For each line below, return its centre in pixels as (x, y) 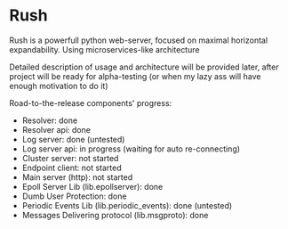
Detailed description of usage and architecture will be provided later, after (144, 67)
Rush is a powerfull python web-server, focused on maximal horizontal (139, 40)
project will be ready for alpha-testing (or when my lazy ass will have (135, 76)
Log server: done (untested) (73, 139)
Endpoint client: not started (72, 168)
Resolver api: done (56, 129)
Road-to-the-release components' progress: (91, 102)
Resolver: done (50, 120)
